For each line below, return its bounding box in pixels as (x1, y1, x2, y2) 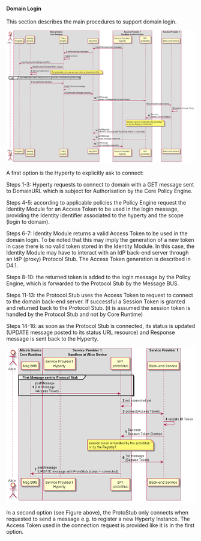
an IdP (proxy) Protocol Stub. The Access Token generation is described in (6, 256, 191, 263)
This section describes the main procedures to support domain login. (6, 18, 177, 25)
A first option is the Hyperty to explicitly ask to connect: (6, 169, 144, 177)
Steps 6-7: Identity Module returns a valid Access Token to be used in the (6, 230, 188, 237)
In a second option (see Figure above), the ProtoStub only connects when (6, 509, 189, 516)
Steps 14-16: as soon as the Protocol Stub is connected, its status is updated (6, 323, 196, 330)
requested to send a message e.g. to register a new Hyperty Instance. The (6, 515, 190, 522)
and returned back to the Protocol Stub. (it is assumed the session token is (6, 305, 191, 312)
